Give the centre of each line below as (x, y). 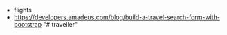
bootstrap (28, 24)
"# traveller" (61, 24)
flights (23, 10)
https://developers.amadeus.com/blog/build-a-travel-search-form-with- (117, 17)
